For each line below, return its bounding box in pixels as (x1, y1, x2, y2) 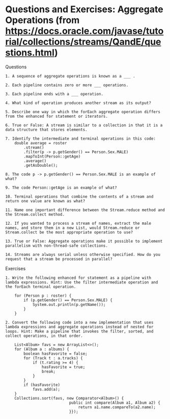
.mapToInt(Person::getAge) (23, 154, 81, 159)
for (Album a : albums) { (14, 347, 70, 352)
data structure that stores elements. (5, 127, 88, 132)
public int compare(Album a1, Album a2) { (69, 400, 160, 405)
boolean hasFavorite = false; (23, 351, 88, 356)
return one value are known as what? (5, 198, 86, 203)
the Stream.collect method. (5, 212, 65, 217)
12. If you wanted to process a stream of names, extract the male (5, 221, 152, 226)
